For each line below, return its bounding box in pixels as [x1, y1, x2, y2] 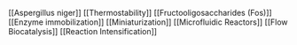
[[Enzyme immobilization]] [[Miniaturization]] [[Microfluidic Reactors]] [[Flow [8, 17, 289, 27]
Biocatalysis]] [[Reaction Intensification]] [8, 26, 157, 36]
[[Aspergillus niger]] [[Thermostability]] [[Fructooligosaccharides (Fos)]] [8, 8, 272, 18]
